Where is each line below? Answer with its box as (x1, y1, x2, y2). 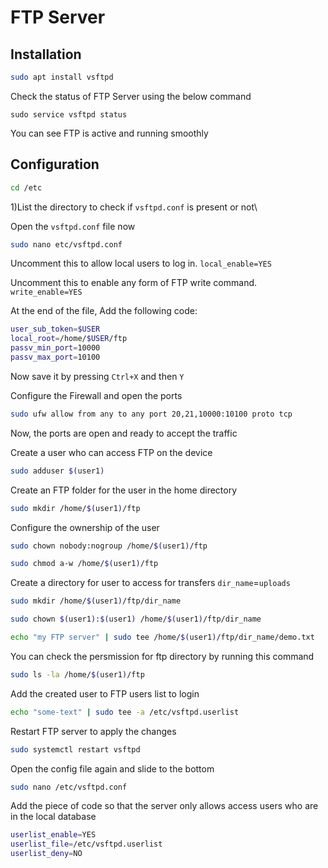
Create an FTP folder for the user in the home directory (10, 484, 238, 496)
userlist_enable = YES (10, 830, 97, 840)
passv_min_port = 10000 (10, 343, 101, 353)
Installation (10, 46, 82, 63)
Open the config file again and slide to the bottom (10, 762, 215, 775)
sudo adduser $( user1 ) (10, 466, 105, 476)
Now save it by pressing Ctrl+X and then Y (10, 370, 185, 382)
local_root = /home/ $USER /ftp (10, 334, 128, 344)
